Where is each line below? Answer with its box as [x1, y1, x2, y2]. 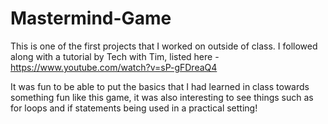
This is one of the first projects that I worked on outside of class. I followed [10, 40, 318, 52]
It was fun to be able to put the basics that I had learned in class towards [10, 80, 310, 92]
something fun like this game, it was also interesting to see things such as [10, 91, 314, 103]
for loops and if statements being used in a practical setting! [10, 102, 258, 114]
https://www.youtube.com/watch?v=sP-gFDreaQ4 [10, 61, 218, 73]
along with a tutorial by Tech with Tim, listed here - [10, 50, 220, 62]
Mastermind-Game [10, 7, 172, 30]
